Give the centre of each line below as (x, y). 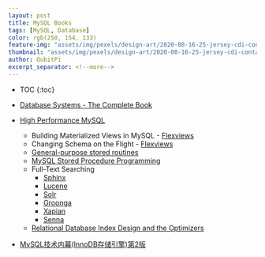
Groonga (58, 202)
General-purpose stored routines (85, 152)
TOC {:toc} (37, 89)
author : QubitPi (35, 60)
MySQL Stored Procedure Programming (96, 161)
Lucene (56, 186)
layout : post (30, 15)
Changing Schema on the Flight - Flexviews (102, 144)
